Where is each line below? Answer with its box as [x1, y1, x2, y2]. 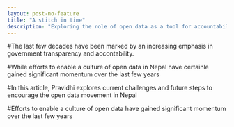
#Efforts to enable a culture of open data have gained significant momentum [7, 105, 226, 113]
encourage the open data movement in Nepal [7, 91, 137, 99]
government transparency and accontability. [7, 49, 134, 58]
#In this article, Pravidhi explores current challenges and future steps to [7, 84, 212, 92]
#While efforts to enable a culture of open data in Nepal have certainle [7, 63, 209, 71]
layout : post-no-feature [7, 10, 79, 17]
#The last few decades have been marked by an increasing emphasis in [7, 42, 214, 51]
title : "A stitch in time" [7, 17, 86, 24]
